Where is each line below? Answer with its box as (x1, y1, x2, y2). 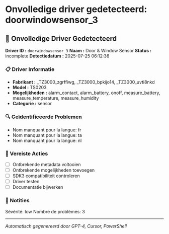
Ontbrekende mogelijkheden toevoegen (12, 167, 95, 173)
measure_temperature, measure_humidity (12, 95, 99, 101)
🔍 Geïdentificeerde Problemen (5, 113, 82, 120)
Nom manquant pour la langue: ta (12, 132, 82, 138)
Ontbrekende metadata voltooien (12, 161, 81, 167)
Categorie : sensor (12, 101, 52, 107)
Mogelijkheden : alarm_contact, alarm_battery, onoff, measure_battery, (12, 90, 160, 96)
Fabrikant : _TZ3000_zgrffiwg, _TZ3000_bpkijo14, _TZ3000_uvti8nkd (12, 79, 155, 85)
